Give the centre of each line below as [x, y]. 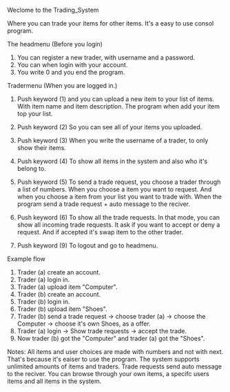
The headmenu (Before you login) [55, 44]
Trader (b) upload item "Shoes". [62, 309]
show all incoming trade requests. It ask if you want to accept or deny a [118, 225]
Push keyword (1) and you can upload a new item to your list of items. [116, 99]
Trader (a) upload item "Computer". [67, 287]
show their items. [42, 148]
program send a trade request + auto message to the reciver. [104, 204]
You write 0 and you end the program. [71, 72]
